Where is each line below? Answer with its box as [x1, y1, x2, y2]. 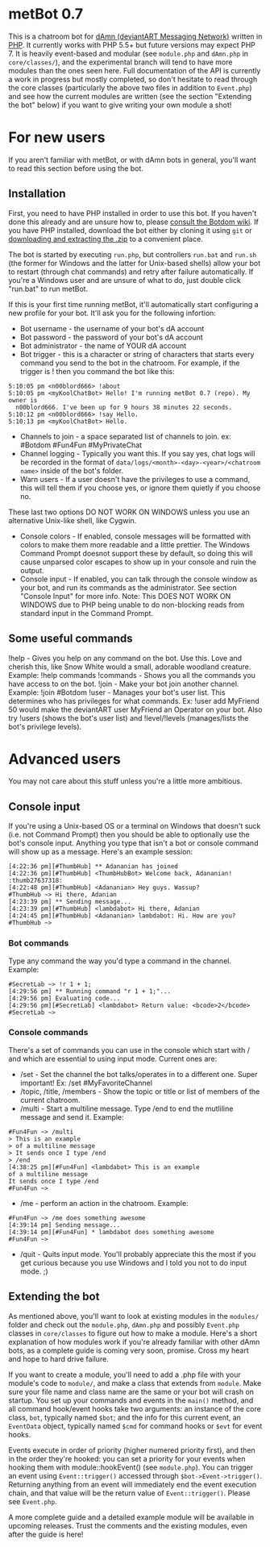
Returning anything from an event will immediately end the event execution [8, 1479, 257, 1489]
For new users [8, 128, 106, 147]
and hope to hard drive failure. [8, 1354, 109, 1363]
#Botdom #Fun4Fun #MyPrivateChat [19, 440, 143, 450]
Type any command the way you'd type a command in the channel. [8, 956, 232, 966]
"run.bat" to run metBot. [8, 284, 89, 293]
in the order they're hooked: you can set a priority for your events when [8, 1453, 246, 1463]
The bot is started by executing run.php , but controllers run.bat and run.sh [8, 249, 256, 259]
